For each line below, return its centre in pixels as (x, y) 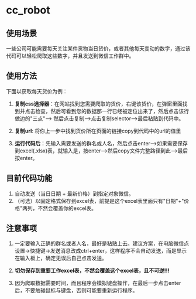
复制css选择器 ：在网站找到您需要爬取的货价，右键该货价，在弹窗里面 (98, 104)
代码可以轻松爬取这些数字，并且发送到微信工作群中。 (70, 56)
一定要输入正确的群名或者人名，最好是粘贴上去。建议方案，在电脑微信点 (102, 243)
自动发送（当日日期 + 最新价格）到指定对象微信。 (74, 193)
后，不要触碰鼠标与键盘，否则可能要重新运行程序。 (76, 290)
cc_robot (28, 10)
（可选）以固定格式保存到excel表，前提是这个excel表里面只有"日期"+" (99, 201)
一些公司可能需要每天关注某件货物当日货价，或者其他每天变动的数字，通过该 (98, 48)
